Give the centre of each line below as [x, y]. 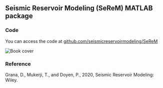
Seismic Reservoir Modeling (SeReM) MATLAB [79, 8]
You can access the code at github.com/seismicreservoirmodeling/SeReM [81, 41]
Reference [18, 63]
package [19, 16]
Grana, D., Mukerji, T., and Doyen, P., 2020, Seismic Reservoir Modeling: [79, 74]
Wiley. [11, 80]
